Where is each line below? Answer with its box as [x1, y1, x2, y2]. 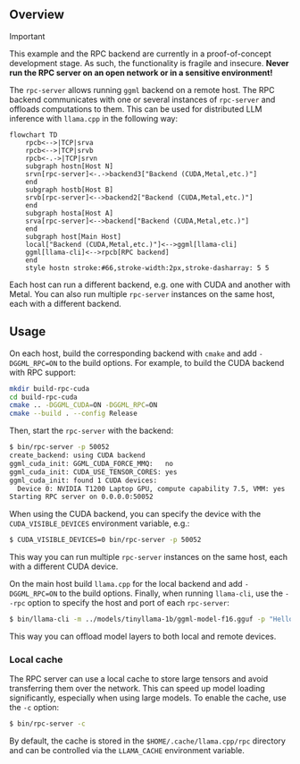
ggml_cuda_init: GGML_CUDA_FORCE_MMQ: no [9, 459, 174, 468]
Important [9, 30, 46, 41]
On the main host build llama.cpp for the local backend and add [9, 579, 243, 590]
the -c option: [9, 702, 60, 713]
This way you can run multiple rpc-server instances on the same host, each [9, 552, 288, 563]
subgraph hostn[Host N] [25, 161, 114, 171]
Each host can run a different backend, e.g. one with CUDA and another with [9, 279, 291, 290]
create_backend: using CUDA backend [9, 451, 146, 460]
